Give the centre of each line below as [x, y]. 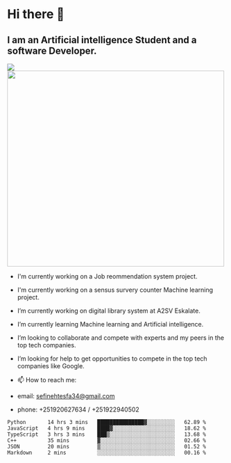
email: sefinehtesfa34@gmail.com [66, 396]
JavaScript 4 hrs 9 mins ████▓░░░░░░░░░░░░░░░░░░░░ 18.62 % [107, 428]
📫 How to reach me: [47, 380]
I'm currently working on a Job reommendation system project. [107, 276]
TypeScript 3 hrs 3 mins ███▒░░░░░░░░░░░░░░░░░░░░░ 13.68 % [107, 434]
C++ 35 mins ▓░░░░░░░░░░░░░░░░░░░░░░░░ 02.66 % [107, 441]
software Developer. [52, 50]
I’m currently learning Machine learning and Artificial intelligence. [110, 324]
